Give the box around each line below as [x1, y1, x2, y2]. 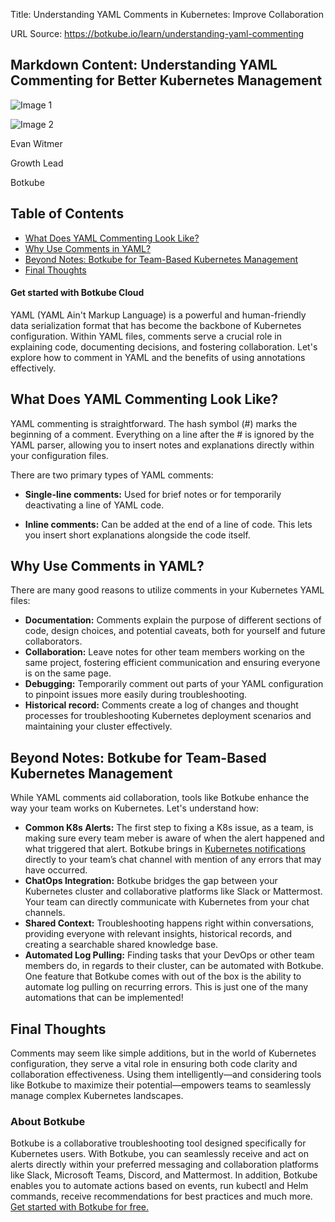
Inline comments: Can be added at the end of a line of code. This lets [24, 518, 313, 530]
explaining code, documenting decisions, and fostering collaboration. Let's [10, 340, 318, 353]
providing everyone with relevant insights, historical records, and [24, 928, 293, 940]
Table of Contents [10, 205, 125, 223]
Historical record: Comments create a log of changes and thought [24, 699, 299, 711]
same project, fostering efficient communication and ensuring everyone [24, 657, 321, 669]
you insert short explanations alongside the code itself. [24, 529, 251, 541]
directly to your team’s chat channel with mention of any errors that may [24, 854, 322, 866]
